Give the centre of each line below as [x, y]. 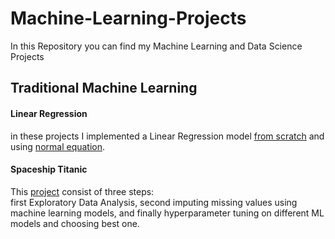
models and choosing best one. [75, 223]
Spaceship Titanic [49, 169]
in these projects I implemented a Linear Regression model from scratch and [167, 136]
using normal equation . [58, 146]
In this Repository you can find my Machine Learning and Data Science [156, 46]
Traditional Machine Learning [104, 88]
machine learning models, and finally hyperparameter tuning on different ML [167, 213]
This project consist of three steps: [82, 191]
